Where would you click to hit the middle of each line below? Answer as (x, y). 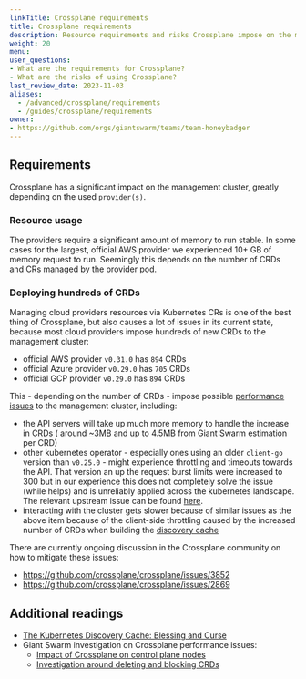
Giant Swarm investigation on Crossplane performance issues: (140, 645)
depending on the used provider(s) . (78, 196)
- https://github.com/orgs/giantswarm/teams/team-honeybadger (130, 129)
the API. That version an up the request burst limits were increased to (153, 472)
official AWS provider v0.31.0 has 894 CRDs (104, 359)
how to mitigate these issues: (64, 558)
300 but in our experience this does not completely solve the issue (148, 482)
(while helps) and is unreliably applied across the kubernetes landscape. (158, 491)
